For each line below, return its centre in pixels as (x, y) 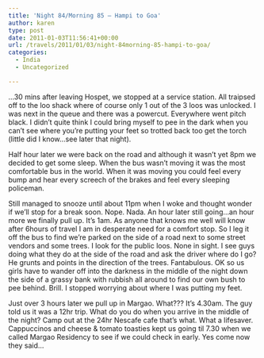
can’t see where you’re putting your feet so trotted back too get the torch (128, 130)
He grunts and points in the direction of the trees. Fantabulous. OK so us (126, 262)
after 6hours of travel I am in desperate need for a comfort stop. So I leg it (129, 229)
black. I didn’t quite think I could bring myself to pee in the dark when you (128, 122)
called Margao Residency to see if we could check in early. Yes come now (129, 337)
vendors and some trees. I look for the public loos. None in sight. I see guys (132, 245)
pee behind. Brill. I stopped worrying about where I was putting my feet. (125, 287)
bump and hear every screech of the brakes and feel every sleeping (119, 179)
